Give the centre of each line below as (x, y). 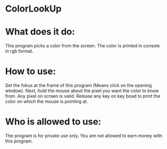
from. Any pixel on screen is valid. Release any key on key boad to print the (83, 96)
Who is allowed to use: (53, 122)
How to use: (31, 71)
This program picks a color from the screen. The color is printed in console (82, 46)
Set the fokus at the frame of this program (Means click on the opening (78, 86)
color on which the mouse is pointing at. (47, 102)
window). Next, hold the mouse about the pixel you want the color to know (82, 91)
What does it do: (40, 32)
